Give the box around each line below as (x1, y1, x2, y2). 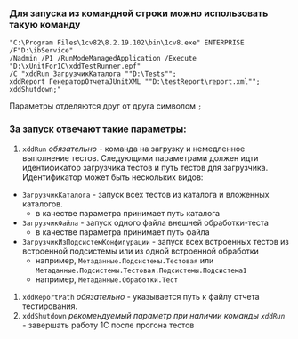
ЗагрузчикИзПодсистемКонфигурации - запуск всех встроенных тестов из (21, 236, 289, 246)
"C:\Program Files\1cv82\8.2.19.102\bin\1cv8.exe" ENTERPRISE (9, 38, 245, 47)
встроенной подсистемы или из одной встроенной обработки (21, 246, 260, 256)
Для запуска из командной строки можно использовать (9, 7, 269, 20)
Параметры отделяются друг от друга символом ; (9, 101, 203, 111)
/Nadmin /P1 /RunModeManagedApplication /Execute (9, 54, 197, 63)
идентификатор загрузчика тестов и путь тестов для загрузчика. (21, 162, 269, 173)
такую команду (9, 18, 81, 30)
